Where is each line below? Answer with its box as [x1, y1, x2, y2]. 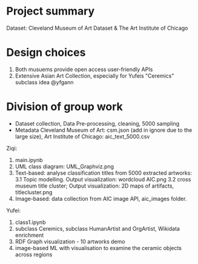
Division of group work [6, 100, 123, 113]
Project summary [6, 4, 95, 18]
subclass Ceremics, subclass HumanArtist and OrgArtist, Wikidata [15, 225, 180, 232]
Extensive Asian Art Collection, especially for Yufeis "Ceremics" [15, 72, 174, 80]
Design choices [6, 46, 86, 59]
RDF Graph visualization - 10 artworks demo [15, 238, 125, 245]
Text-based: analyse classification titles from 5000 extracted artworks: [15, 169, 193, 177]
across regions [15, 251, 53, 258]
